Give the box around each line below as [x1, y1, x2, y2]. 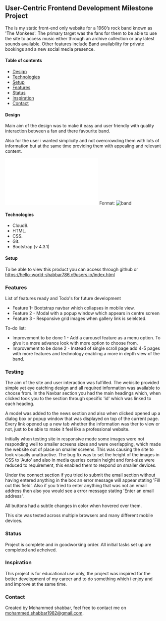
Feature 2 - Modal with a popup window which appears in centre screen [12, 310, 160, 316]
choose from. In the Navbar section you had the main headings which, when [5, 390, 161, 396]
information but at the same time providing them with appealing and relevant [5, 143, 161, 149]
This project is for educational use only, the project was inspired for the [5, 570, 151, 576]
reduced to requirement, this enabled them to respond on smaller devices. [5, 462, 157, 468]
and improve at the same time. [5, 581, 67, 587]
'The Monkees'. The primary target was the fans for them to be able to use [5, 30, 157, 36]
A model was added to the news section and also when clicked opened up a [5, 411, 161, 416]
